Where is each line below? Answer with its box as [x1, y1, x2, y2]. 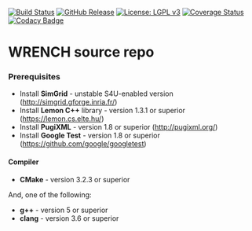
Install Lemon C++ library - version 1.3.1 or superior [19, 106, 186, 115]
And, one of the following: [8, 189, 92, 200]
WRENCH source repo [8, 43, 155, 61]
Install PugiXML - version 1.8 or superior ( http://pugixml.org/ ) [19, 123, 218, 132]
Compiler [8, 157, 39, 167]
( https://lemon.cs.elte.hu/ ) [19, 114, 104, 123]
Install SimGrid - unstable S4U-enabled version [19, 89, 174, 98]
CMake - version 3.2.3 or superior [19, 174, 130, 184]
